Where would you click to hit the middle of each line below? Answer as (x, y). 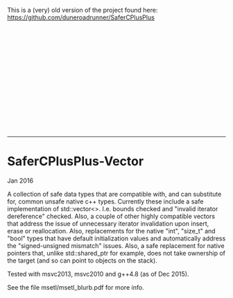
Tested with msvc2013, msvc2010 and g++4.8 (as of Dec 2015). (98, 274)
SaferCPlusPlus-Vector (76, 162)
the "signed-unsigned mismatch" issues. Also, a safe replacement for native (116, 245)
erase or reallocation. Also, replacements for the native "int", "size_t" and (112, 231)
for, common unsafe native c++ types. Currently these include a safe (105, 201)
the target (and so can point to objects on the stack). (82, 260)
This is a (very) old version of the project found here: (83, 10)
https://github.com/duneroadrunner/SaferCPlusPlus (81, 17)
